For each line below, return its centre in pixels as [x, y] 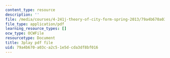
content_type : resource [30, 10]
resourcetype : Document [30, 38]
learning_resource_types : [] [36, 29]
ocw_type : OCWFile [25, 33]
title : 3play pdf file [29, 43]
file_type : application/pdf [35, 24]
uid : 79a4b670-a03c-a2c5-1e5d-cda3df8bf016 [52, 47]
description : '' [22, 15]
